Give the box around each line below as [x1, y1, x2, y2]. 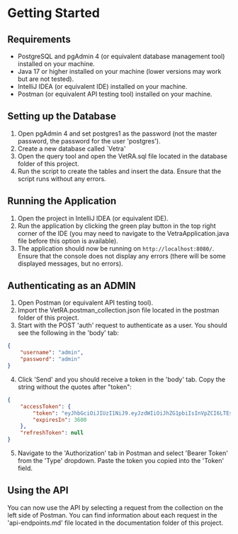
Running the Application [7, 195, 117, 207]
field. [17, 464, 33, 473]
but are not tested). [17, 75, 74, 83]
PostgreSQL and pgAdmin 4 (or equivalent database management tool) [17, 52, 225, 60]
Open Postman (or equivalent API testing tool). [17, 298, 154, 307]
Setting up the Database [7, 110, 117, 122]
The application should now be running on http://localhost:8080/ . [17, 244, 215, 253]
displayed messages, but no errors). [17, 259, 124, 268]
